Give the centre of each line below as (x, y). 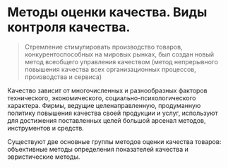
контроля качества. (69, 27)
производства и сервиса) (63, 77)
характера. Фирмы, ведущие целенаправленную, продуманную (104, 105)
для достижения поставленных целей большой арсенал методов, (107, 120)
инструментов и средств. (46, 128)
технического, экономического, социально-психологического (102, 98)
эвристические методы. (44, 157)
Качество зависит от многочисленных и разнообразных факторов (107, 90)
